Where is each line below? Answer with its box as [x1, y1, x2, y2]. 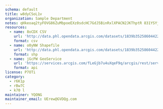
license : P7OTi [5, 70, 36, 75]
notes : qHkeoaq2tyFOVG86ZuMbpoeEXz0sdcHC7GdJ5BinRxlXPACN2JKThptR [5, 20, 142, 26]
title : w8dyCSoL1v [5, 12, 42, 16]
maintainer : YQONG [5, 92, 42, 97]
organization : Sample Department [5, 16, 73, 21]
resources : [5, 25, 27, 30]
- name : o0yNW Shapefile [9, 43, 60, 48]
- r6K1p [9, 79, 25, 83]
